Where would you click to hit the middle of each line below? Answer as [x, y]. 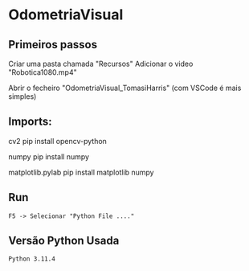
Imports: [30, 122]
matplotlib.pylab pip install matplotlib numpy [81, 172]
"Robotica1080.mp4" [43, 72]
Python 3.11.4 [32, 259]
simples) [22, 96]
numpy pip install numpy [49, 156]
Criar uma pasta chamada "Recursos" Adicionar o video [101, 64]
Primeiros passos [53, 45]
